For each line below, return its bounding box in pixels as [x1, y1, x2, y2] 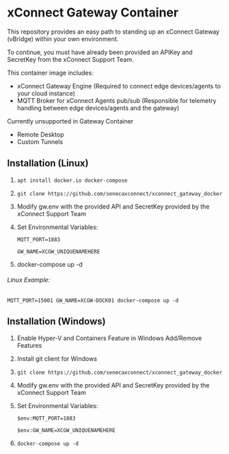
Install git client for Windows [16, 355, 98, 363]
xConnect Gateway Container [7, 5, 179, 21]
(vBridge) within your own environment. [7, 34, 119, 43]
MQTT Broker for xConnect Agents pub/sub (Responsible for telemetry [16, 96, 217, 104]
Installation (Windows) [7, 315, 106, 327]
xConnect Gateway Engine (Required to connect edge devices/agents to [16, 82, 221, 90]
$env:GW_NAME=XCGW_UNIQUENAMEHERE [16, 427, 116, 433]
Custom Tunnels [16, 137, 64, 145]
